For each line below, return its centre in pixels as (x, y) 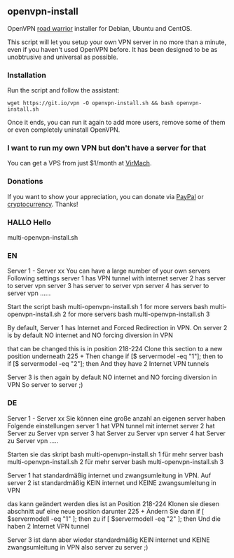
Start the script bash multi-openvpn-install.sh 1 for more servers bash (108, 307)
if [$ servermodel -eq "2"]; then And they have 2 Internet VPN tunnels (108, 364)
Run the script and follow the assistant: (63, 90)
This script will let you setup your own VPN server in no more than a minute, (117, 42)
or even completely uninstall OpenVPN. (64, 130)
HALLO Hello (29, 222)
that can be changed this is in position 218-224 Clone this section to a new (115, 349)
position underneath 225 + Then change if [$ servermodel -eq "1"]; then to (115, 356)
